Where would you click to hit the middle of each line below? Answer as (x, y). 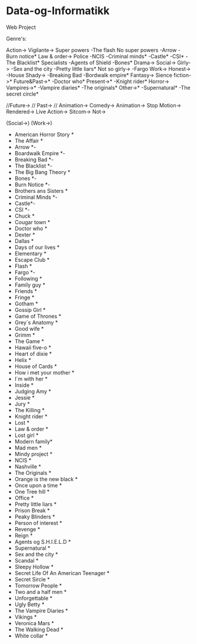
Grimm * (25, 335)
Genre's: (16, 38)
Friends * (26, 291)
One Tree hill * (32, 491)
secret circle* (23, 94)
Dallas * (24, 241)
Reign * (24, 535)
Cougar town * (32, 222)
